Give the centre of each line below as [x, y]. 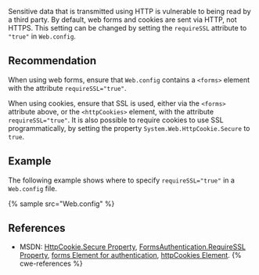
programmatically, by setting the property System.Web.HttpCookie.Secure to [129, 128]
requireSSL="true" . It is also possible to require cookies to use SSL [116, 120]
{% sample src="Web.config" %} [61, 204]
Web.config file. [32, 188]
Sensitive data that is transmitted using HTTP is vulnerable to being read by [130, 11]
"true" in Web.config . [42, 36]
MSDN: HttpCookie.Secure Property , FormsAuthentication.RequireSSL [133, 247]
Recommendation [52, 61]
